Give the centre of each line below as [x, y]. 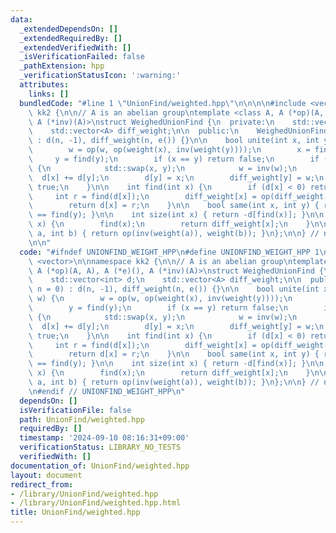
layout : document [46, 475]
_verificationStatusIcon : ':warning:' [100, 76]
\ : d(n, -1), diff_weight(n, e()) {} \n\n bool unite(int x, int [174, 141]
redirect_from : [42, 484]
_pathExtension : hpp [62, 66]
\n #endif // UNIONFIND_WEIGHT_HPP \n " [107, 391]
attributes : [44, 85]
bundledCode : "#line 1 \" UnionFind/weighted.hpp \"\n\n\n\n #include [163, 103]
